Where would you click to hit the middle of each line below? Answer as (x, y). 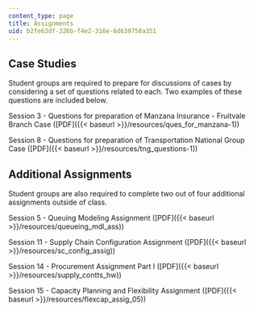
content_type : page (41, 16)
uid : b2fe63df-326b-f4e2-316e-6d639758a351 (83, 31)
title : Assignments (41, 23)
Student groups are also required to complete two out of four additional (127, 194)
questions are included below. (58, 100)
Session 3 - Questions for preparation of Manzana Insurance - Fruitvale (127, 116)
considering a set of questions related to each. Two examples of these (125, 92)
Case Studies (42, 63)
